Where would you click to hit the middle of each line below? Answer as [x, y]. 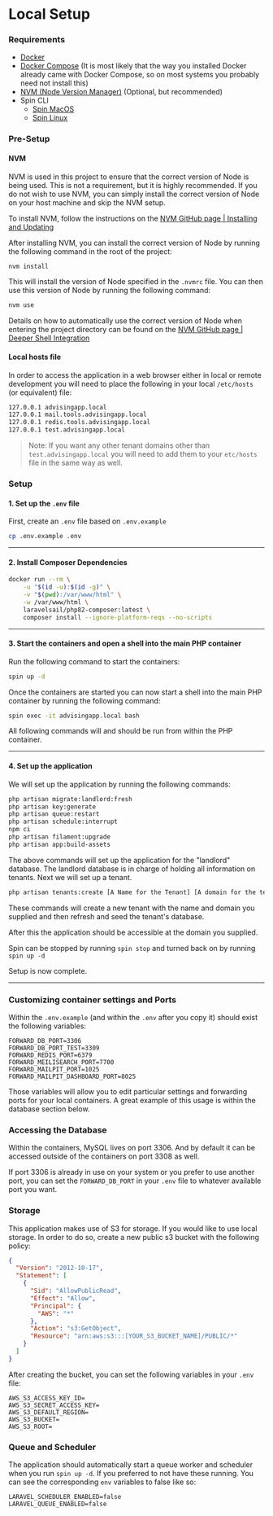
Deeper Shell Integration [49, 338]
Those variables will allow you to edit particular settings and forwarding [128, 1091]
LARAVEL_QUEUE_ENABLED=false [58, 1504]
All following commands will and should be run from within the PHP [121, 731]
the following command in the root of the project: [90, 251]
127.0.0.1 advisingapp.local [58, 407]
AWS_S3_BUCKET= [34, 1419]
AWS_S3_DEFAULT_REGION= [49, 1412]
